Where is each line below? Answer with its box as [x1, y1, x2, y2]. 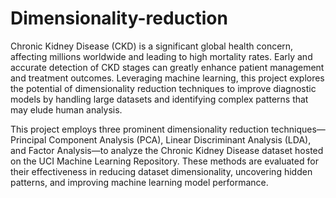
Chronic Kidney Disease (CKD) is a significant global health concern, [10, 40, 294, 52]
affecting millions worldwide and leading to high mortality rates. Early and [10, 50, 313, 62]
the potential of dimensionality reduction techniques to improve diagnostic [10, 82, 317, 94]
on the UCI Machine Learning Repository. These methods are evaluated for [10, 155, 319, 167]
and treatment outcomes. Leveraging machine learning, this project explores [10, 72, 325, 84]
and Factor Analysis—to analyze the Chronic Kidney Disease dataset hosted [10, 144, 324, 156]
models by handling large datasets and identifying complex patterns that [10, 93, 309, 105]
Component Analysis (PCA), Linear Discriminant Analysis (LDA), [48, 133, 312, 146]
